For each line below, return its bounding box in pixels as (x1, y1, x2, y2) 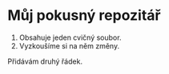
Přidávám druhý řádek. (7, 56, 83, 66)
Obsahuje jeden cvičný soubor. (18, 33, 122, 42)
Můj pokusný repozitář (7, 6, 161, 25)
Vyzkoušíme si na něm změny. (18, 41, 120, 50)
